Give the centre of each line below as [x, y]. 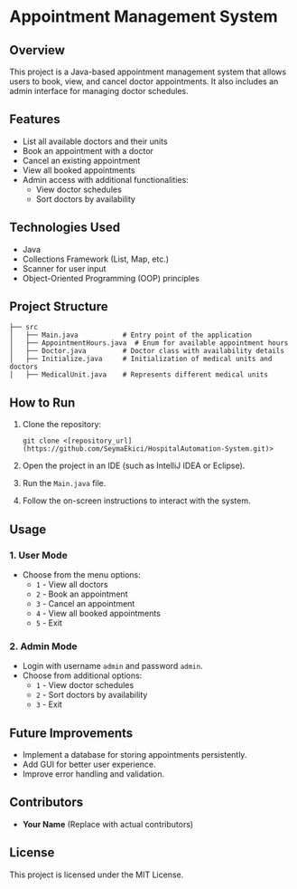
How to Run [42, 402]
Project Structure [59, 306]
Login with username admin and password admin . [112, 666]
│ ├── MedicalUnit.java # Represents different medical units [139, 375]
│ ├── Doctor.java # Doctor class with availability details [147, 351]
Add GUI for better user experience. [89, 765]
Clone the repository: [62, 425]
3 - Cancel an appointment [85, 603]
